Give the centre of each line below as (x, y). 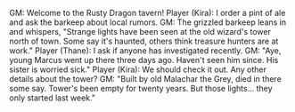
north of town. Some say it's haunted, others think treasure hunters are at (144, 41)
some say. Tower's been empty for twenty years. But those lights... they (141, 88)
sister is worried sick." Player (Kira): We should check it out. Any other (138, 69)
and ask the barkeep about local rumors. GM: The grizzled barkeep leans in (148, 22)
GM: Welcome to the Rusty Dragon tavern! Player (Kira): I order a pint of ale (147, 13)
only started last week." (53, 98)
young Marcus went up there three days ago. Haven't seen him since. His (144, 60)
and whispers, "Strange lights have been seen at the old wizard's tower (140, 32)
